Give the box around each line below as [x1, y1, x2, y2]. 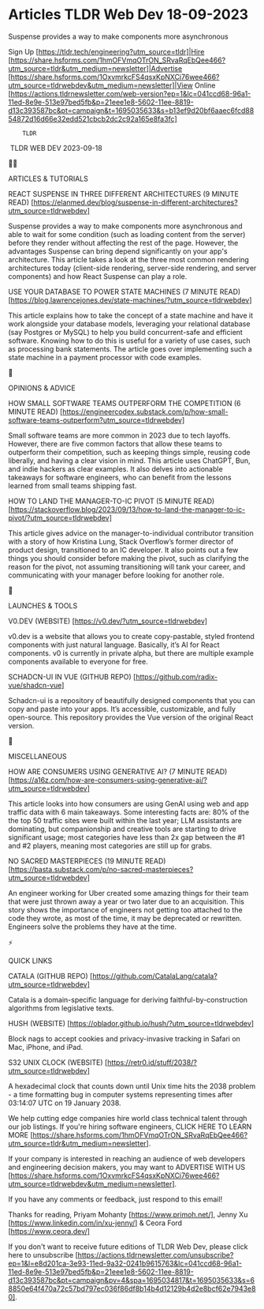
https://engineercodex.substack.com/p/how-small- [62, 407, 229, 416]
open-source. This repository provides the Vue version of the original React [8, 713, 254, 722]
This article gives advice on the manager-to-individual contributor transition [8, 528, 255, 538]
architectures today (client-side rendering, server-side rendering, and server [8, 263, 257, 273]
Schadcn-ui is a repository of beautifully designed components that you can [8, 695, 256, 705]
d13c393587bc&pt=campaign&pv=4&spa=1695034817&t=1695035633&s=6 [8, 1275, 255, 1285]
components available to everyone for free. [8, 656, 148, 666]
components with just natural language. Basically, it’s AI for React [8, 640, 220, 649]
